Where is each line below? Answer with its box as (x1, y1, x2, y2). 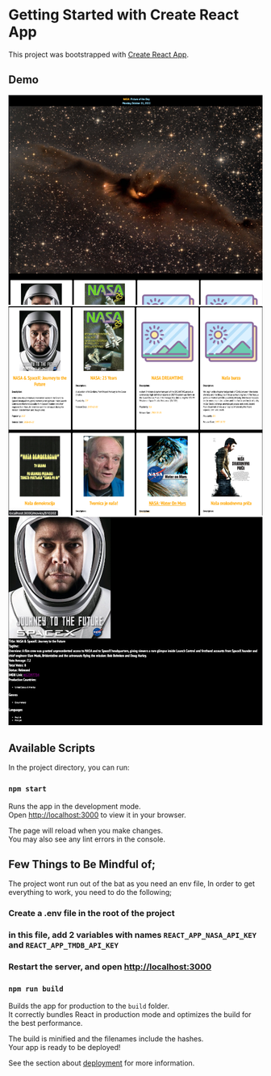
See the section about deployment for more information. (8, 1058, 195, 1068)
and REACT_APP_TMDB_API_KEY (8, 939, 119, 951)
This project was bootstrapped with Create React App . (8, 49, 190, 59)
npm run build (8, 985, 64, 994)
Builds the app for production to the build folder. (8, 1001, 170, 1011)
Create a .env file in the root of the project (8, 908, 175, 919)
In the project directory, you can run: (8, 762, 130, 773)
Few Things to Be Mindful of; (8, 857, 156, 871)
